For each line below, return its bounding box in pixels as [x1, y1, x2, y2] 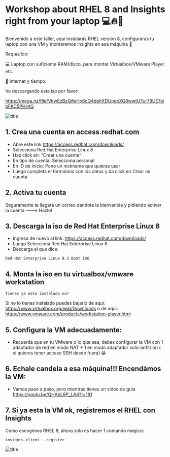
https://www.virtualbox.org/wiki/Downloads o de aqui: [5, 306, 118, 312]
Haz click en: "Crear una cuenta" [12, 152, 82, 158]
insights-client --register [5, 437, 65, 442]
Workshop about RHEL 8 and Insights [5, 4, 165, 15]
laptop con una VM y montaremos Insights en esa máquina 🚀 [5, 41, 132, 47]
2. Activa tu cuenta [5, 188, 66, 197]
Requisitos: [5, 51, 29, 57]
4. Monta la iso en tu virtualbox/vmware [5, 270, 133, 278]
